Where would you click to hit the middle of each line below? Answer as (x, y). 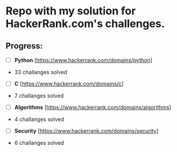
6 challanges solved (39, 143)
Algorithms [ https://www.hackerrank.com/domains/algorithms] (93, 107)
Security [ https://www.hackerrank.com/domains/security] (86, 131)
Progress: (24, 46)
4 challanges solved (39, 119)
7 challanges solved (39, 96)
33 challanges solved (40, 72)
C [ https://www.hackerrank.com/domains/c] (69, 84)
